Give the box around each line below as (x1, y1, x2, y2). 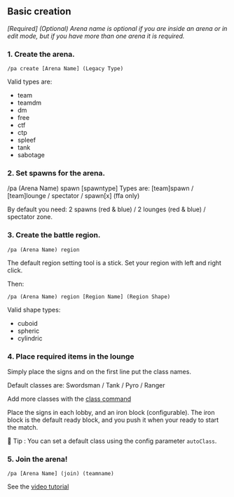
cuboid (17, 319, 39, 327)
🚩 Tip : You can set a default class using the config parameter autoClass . (7, 437, 217, 445)
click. (7, 266, 23, 274)
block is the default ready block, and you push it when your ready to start (7, 416, 219, 424)
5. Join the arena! (7, 454, 68, 464)
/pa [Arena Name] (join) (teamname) (7, 470, 114, 477)
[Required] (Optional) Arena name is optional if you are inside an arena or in (7, 24, 228, 32)
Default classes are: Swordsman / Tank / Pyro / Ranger (7, 381, 165, 389)
